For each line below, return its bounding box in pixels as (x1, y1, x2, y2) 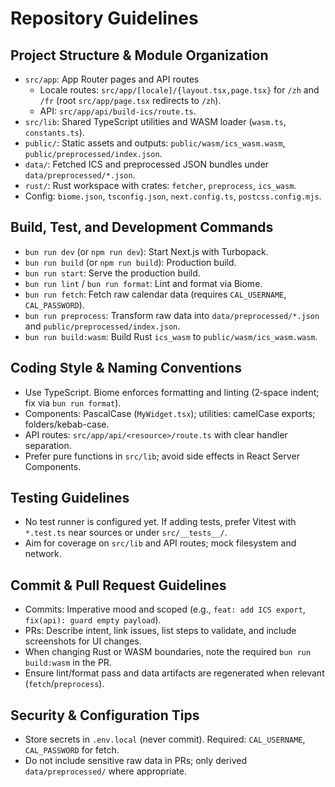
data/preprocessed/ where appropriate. (24, 765, 187, 777)
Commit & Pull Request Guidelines (10, 577, 227, 594)
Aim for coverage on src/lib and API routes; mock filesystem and (24, 537, 297, 549)
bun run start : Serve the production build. (24, 267, 201, 279)
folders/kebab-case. (24, 418, 110, 430)
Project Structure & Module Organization (10, 47, 269, 64)
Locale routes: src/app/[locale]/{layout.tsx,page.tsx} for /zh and (39, 84, 320, 96)
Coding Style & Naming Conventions (10, 360, 242, 377)
